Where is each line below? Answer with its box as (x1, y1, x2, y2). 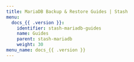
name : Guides (17, 31, 49, 37)
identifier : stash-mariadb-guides (17, 25, 102, 31)
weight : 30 (17, 42, 44, 48)
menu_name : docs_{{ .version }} (6, 47, 86, 53)
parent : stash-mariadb (17, 36, 73, 42)
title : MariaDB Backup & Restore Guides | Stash (6, 8, 128, 15)
